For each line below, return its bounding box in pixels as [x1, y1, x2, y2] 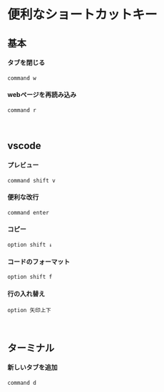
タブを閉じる [7, 58, 45, 67]
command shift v [7, 177, 56, 184]
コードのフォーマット [7, 257, 70, 266]
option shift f [7, 274, 53, 281]
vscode [7, 140, 41, 152]
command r [7, 106, 37, 114]
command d [7, 379, 37, 386]
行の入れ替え [7, 289, 45, 298]
